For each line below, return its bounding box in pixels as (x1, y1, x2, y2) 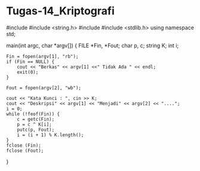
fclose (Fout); (6, 148, 44, 154)
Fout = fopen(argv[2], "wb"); (6, 85, 82, 91)
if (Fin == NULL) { (6, 59, 55, 65)
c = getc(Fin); (17, 116, 55, 122)
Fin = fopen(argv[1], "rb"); (6, 53, 79, 59)
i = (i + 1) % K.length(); (17, 132, 84, 138)
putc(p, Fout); (17, 127, 55, 133)
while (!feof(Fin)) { (6, 111, 60, 117)
